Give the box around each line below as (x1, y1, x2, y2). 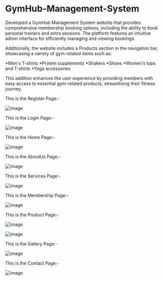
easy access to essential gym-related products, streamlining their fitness (5, 80, 155, 86)
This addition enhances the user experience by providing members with (5, 75, 153, 81)
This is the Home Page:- (5, 134, 55, 140)
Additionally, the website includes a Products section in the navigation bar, (5, 45, 158, 51)
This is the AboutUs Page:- (5, 153, 61, 159)
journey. (5, 85, 22, 91)
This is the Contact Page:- (5, 260, 59, 266)
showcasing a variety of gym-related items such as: (5, 50, 112, 56)
